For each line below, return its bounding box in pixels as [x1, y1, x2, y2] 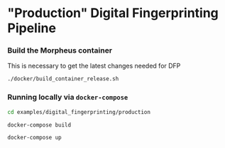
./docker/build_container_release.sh [7, 75, 119, 83]
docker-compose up [7, 134, 62, 142]
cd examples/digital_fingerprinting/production [7, 108, 151, 115]
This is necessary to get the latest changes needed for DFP [7, 62, 181, 70]
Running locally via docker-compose [7, 92, 128, 102]
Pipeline [7, 20, 57, 36]
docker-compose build [7, 121, 72, 129]
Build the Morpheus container [7, 46, 112, 55]
